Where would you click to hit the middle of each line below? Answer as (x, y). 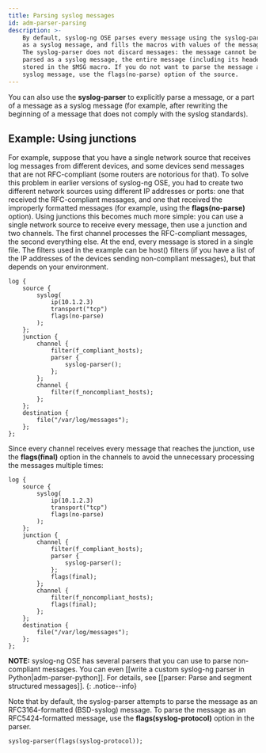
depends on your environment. (59, 267)
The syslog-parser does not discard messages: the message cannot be (140, 52)
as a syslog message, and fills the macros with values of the (129, 45)
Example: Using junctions (72, 139)
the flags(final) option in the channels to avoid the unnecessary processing (131, 457)
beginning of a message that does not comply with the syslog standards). (128, 114)
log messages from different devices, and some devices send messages (126, 166)
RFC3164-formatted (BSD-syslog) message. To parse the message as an (127, 710)
